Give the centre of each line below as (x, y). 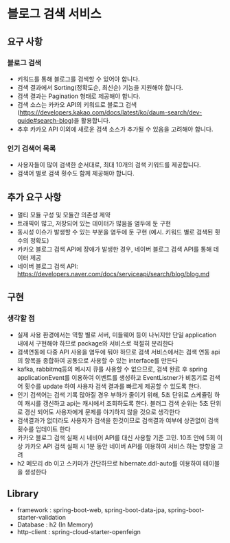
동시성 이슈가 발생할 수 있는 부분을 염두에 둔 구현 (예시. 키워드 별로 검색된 (115, 232)
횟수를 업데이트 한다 (44, 429)
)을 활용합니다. (91, 120)
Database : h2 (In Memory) (55, 524)
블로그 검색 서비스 (54, 14)
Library (23, 494)
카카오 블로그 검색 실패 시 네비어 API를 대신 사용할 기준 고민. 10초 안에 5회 (116, 437)
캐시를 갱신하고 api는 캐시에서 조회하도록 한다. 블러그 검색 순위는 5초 (116, 403)
